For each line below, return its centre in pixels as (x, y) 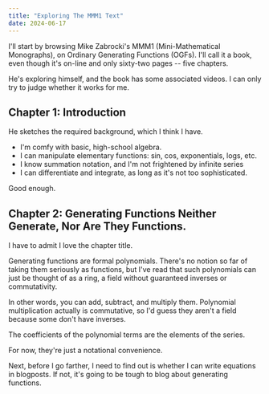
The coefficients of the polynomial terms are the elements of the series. (127, 335)
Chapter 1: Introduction (67, 112)
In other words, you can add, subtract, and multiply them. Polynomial (122, 303)
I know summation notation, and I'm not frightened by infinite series (132, 165)
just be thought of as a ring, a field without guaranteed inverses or (118, 278)
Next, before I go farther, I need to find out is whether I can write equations (132, 366)
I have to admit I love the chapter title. (71, 246)
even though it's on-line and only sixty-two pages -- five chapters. (118, 63)
